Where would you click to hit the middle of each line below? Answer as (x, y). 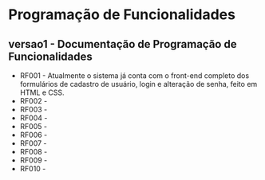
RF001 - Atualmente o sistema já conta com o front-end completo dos (134, 76)
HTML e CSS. (42, 92)
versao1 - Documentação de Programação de (123, 44)
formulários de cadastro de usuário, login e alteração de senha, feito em (138, 84)
